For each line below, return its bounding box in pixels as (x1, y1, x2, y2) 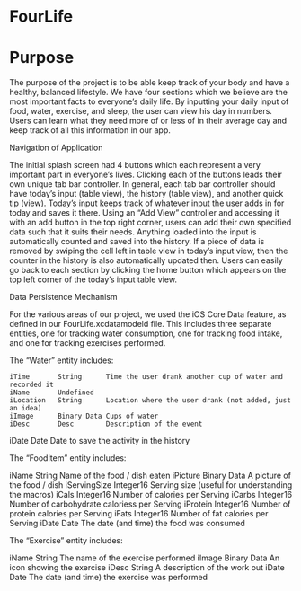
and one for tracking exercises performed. (9, 338, 166, 348)
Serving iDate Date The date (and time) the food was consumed (9, 518, 245, 529)
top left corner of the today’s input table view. (9, 274, 178, 285)
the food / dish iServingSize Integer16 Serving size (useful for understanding (9, 480, 293, 490)
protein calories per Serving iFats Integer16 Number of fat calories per (9, 508, 269, 519)
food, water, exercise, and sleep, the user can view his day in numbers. (9, 106, 272, 117)
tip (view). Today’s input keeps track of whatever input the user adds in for (9, 198, 285, 208)
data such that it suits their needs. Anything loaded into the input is (9, 226, 257, 237)
